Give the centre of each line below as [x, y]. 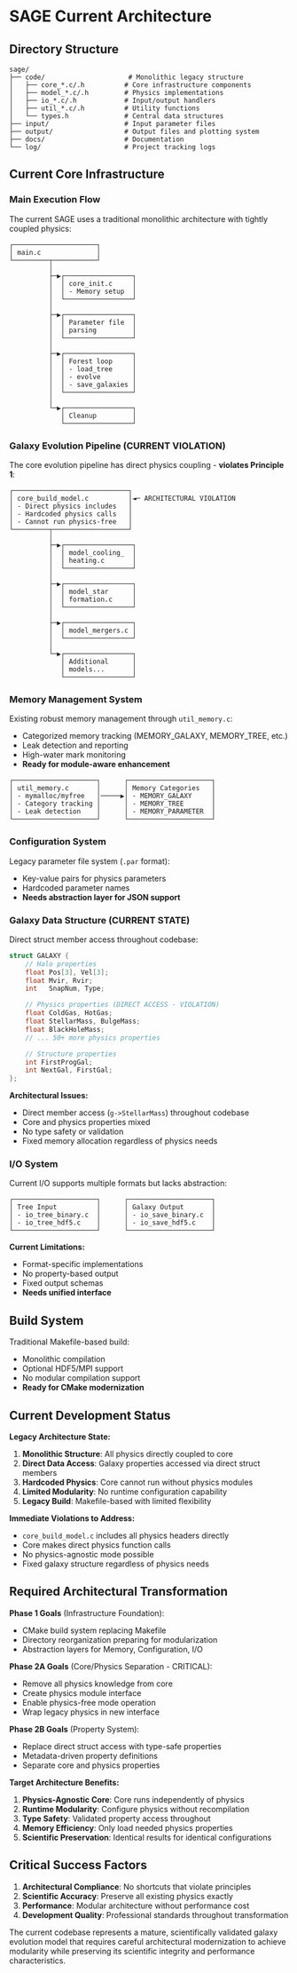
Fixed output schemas [63, 1283]
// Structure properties [71, 1054]
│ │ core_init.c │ [93, 283]
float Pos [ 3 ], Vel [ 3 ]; [67, 972]
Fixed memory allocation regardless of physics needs [120, 1141]
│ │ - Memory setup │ [93, 291]
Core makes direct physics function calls [96, 1545]
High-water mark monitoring [74, 755]
